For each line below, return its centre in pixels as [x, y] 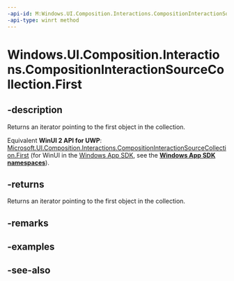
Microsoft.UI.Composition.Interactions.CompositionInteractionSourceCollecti [117, 148]
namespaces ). [29, 162]
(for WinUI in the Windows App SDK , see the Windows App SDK [123, 155]
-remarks [28, 223]
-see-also [29, 270]
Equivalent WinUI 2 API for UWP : [55, 140]
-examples [31, 247]
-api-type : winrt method [43, 20]
